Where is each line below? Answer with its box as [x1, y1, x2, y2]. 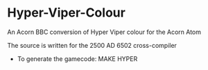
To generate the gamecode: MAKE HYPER [17, 54, 138, 63]
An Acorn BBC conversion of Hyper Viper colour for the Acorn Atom [7, 28, 201, 36]
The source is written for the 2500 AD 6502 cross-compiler [7, 41, 177, 49]
